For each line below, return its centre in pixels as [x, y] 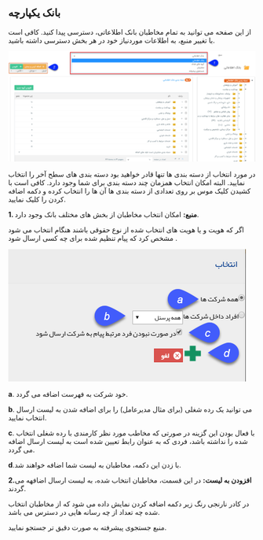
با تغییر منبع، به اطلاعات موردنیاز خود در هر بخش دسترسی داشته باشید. [112, 40]
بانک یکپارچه [35, 13]
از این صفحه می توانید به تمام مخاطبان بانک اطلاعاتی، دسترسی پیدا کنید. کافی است [130, 31]
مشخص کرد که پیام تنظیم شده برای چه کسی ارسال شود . [93, 238]
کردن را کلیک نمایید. [37, 199]
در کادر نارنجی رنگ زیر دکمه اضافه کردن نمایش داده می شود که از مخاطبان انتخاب [129, 504]
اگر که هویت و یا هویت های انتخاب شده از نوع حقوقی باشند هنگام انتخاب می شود [126, 229]
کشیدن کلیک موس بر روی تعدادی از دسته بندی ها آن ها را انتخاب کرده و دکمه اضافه [130, 190]
